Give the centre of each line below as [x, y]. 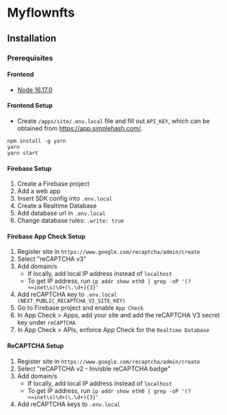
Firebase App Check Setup [46, 236]
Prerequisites [30, 58]
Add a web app [39, 191]
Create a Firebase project [53, 184]
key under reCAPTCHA [46, 322]
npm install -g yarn [37, 141]
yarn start [23, 153]
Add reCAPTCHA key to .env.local [67, 295]
